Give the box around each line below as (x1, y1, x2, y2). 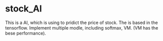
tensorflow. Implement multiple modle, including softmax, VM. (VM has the (5, 24, 159, 30)
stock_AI (5, 3, 42, 14)
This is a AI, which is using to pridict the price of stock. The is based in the (5, 19, 158, 25)
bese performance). (5, 30, 46, 36)
